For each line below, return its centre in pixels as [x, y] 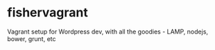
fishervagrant [48, 13]
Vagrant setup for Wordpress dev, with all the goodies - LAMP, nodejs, [108, 32]
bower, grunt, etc [32, 38]
